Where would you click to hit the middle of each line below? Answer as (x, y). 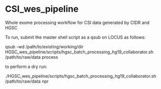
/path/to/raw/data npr (27, 81)
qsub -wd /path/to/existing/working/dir (44, 46)
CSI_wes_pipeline (42, 9)
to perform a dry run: (26, 67)
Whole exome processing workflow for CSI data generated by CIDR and (77, 22)
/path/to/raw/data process (32, 57)
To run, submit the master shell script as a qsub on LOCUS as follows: (75, 37)
